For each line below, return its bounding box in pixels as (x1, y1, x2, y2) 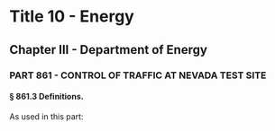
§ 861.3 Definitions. (9, 92, 84, 102)
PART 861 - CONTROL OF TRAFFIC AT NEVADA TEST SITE (9, 69, 267, 82)
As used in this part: (9, 110, 84, 122)
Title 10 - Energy (9, 6, 135, 27)
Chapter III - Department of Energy (9, 42, 207, 57)
